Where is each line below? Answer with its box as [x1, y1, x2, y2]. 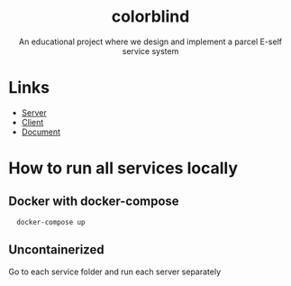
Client [21, 116, 44, 127]
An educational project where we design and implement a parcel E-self [18, 36, 283, 47]
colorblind [111, 6, 190, 27]
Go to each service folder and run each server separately [8, 266, 222, 277]
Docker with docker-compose [8, 194, 179, 209]
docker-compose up [16, 217, 86, 226]
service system [122, 45, 179, 56]
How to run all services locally [8, 158, 239, 179]
